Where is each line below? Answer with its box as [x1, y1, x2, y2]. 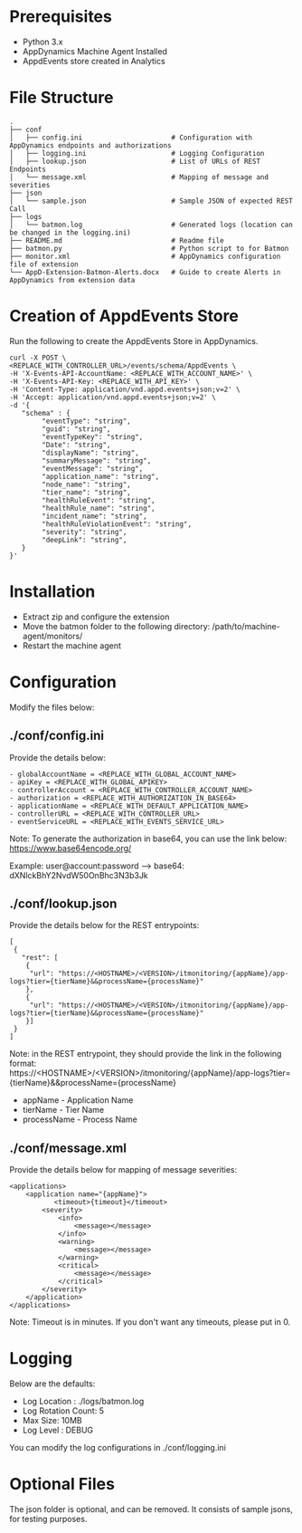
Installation [9, 581, 96, 601]
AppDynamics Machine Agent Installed [22, 45, 167, 56]
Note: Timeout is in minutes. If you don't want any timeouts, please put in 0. [9, 1317, 291, 1327]
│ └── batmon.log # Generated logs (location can [9, 220, 294, 229]
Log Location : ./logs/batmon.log [22, 1396, 145, 1407]
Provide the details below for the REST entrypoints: [9, 920, 200, 931]
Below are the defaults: [9, 1378, 96, 1389]
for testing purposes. [9, 1514, 88, 1524]
